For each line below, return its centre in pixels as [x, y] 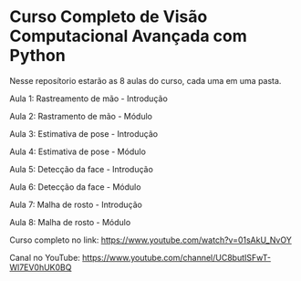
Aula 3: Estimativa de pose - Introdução [84, 133]
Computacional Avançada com [129, 36]
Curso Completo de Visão [109, 17]
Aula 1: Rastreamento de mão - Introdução [89, 99]
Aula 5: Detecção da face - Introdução [81, 169]
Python [37, 56]
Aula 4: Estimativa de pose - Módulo [78, 151]
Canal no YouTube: [45, 257]
